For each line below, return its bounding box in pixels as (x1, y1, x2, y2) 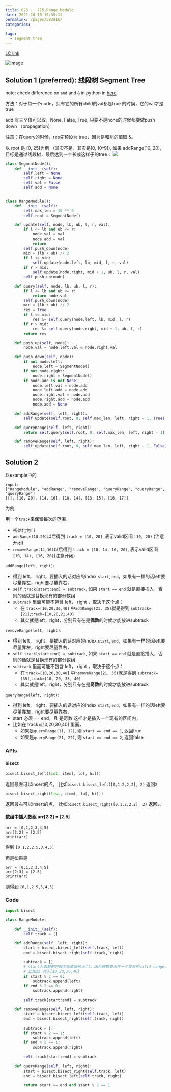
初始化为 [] (12, 527, 36, 533)
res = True (23, 307, 47, 313)
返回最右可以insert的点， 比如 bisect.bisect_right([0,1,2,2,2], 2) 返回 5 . (5, 801, 161, 807)
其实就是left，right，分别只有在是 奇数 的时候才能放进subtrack (20, 681, 149, 687)
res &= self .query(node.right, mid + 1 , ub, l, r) (32, 326, 142, 331)
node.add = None (32, 402, 67, 407)
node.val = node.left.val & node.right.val (23, 345, 117, 350)
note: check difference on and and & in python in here (5, 90, 117, 96)
